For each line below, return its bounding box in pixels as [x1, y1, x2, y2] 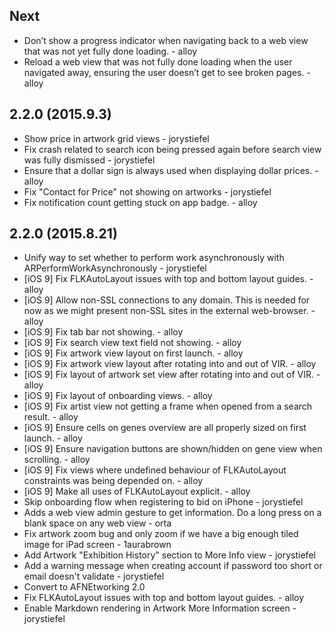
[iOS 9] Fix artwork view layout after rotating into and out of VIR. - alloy [23, 358, 317, 370]
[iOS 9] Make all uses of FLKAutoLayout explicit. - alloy [23, 485, 251, 498]
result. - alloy [23, 411, 79, 423]
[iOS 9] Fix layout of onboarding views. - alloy [23, 390, 213, 402]
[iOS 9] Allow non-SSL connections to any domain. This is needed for [23, 294, 311, 306]
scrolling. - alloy [23, 454, 91, 466]
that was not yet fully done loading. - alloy [23, 45, 198, 57]
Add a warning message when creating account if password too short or [23, 560, 323, 572]
